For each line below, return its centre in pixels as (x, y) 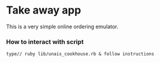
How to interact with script (45, 42)
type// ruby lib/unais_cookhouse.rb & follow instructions (80, 54)
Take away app (44, 10)
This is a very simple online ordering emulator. (62, 26)
